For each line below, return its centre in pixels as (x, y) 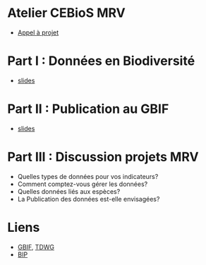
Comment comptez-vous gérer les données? (83, 184)
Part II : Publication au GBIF (88, 109)
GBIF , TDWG (36, 247)
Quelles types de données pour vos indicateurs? (88, 176)
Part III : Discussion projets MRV (103, 157)
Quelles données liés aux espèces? (69, 191)
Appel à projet (38, 32)
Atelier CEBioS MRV (66, 13)
